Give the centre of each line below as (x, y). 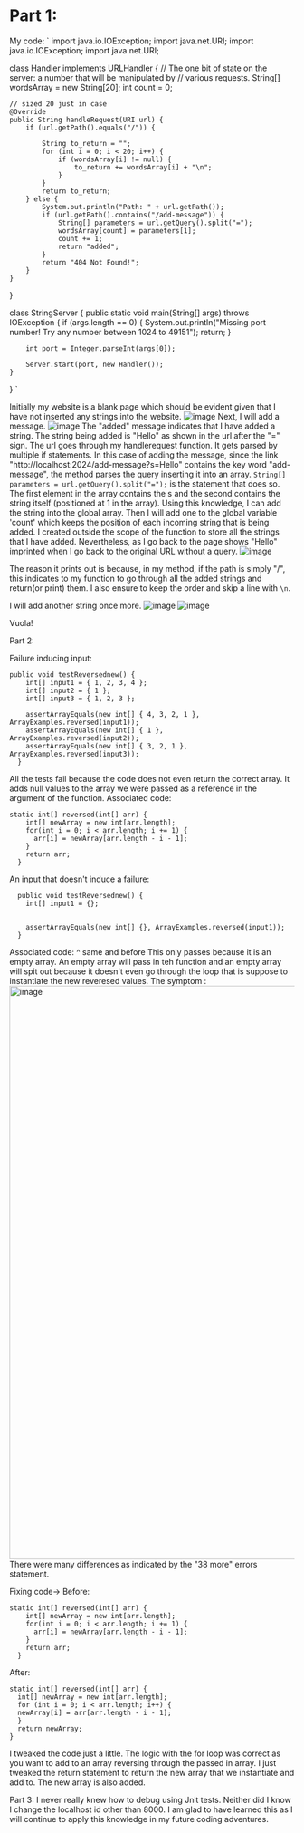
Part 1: (33, 16)
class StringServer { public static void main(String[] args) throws (129, 313)
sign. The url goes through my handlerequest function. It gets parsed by (143, 445)
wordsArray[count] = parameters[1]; (127, 231)
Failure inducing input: (51, 658)
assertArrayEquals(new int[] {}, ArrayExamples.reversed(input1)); (155, 927)
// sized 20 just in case (58, 104)
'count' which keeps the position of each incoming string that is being (139, 522)
